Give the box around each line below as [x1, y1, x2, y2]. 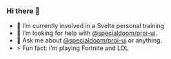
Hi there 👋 [6, 6, 41, 16]
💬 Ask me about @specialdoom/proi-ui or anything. [16, 36, 163, 45]
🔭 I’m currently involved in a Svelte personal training [16, 22, 165, 30]
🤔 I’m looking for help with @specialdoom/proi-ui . [16, 29, 158, 37]
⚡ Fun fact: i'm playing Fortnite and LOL [16, 44, 129, 52]
